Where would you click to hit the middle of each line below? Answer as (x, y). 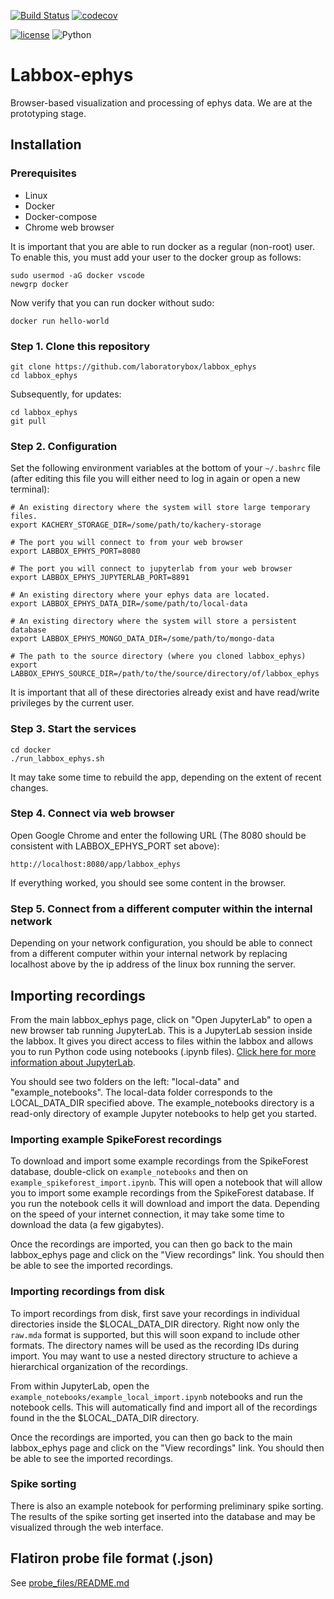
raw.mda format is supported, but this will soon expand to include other (155, 1334)
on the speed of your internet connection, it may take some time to (147, 1214)
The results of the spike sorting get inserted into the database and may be (163, 1516)
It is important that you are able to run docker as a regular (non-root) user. (162, 246)
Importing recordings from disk (87, 1292)
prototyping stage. (48, 113)
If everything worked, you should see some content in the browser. (148, 882)
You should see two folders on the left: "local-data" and (125, 1081)
